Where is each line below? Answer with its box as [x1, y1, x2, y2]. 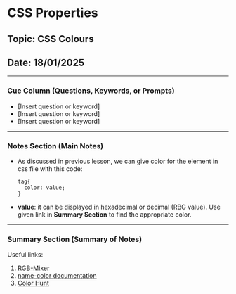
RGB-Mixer [17, 264, 50, 272]
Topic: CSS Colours [7, 33, 94, 45]
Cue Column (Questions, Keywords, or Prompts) [7, 86, 175, 96]
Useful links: [7, 250, 44, 259]
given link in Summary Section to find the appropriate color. [17, 210, 192, 219]
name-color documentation [17, 271, 97, 280]
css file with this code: [17, 164, 83, 173]
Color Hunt [17, 279, 49, 288]
